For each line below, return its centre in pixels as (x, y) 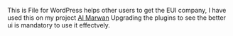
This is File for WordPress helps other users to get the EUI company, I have (117, 10)
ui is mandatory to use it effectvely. (59, 25)
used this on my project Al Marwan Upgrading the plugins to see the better (116, 18)
